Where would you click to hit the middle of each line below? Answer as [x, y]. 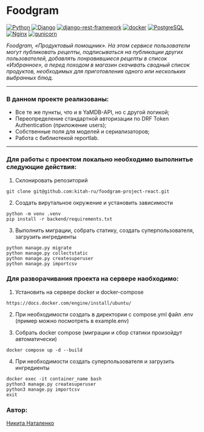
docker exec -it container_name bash [54, 379]
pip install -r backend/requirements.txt [59, 219]
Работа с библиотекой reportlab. [57, 138]
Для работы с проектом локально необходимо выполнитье [100, 159]
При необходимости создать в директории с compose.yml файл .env [104, 314]
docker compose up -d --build [45, 350]
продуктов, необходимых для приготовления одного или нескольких [96, 71]
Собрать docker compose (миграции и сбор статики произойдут [99, 332]
